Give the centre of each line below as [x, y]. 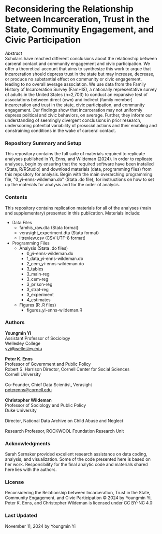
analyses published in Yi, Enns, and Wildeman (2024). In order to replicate [79, 159]
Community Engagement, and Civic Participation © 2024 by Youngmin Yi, [78, 498]
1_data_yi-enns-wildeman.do [55, 259]
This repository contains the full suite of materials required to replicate [75, 154]
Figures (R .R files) [38, 305]
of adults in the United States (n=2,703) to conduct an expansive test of [76, 94]
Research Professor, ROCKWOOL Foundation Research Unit [65, 431]
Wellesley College [23, 343]
